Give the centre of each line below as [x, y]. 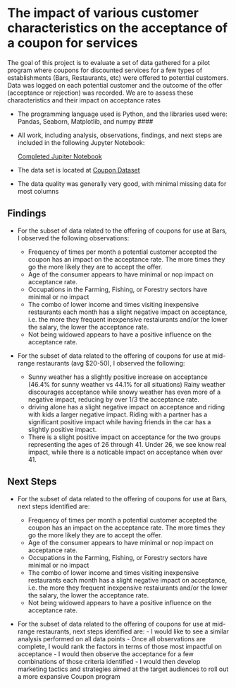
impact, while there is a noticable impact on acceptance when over [125, 452]
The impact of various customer [103, 13]
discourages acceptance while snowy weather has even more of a [124, 392]
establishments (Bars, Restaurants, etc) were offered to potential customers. [118, 77]
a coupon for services [73, 43]
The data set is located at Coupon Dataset [79, 170]
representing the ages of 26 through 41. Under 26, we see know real [127, 444]
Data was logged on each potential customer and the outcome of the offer [115, 85]
